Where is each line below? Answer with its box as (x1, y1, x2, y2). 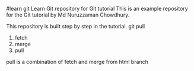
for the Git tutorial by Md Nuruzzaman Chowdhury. (6, 11, 130, 18)
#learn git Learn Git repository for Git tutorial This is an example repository (6, 5, 188, 12)
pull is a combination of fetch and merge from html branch (6, 59, 148, 65)
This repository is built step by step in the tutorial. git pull (6, 23, 145, 30)
